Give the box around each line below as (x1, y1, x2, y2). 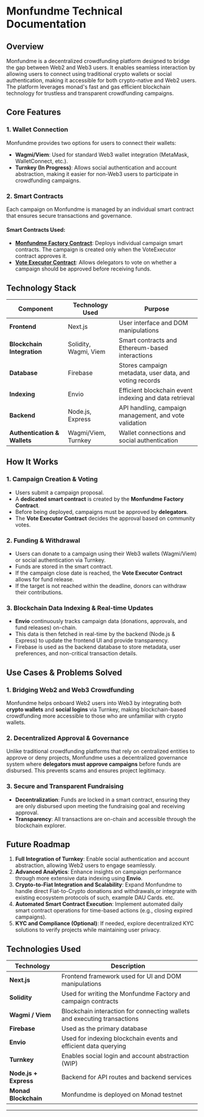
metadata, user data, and (118, 369, 190, 377)
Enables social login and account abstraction (61, 1051, 189, 1060)
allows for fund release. (15, 575, 75, 583)
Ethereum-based (118, 344, 168, 352)
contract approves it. (15, 252, 67, 260)
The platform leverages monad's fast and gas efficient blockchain (6, 83, 171, 90)
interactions (118, 351, 153, 359)
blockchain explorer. (15, 822, 66, 829)
